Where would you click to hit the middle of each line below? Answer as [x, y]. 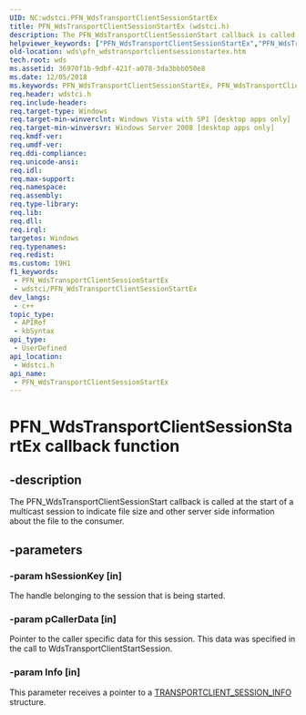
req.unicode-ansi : [44, 162]
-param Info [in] [45, 672]
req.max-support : [42, 179]
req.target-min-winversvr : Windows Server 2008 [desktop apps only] [142, 128]
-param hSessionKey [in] [66, 576]
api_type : [28, 340]
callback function [112, 446]
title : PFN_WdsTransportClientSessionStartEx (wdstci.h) [120, 26]
